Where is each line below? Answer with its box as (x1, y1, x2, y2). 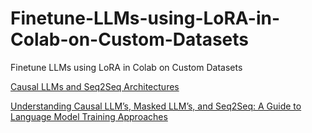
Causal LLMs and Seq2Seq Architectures (10, 80, 180, 92)
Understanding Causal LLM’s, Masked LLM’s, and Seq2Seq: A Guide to (10, 100, 302, 112)
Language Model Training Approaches (10, 110, 168, 122)
